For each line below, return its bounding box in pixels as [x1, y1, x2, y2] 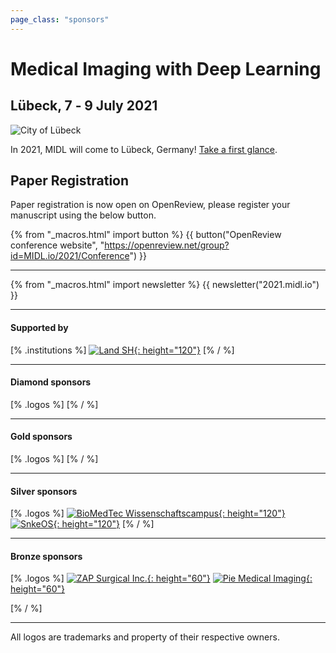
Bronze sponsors [10, 550, 83, 562]
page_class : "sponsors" [10, 14, 110, 25]
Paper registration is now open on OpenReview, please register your [10, 199, 291, 211]
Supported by [10, 322, 69, 334]
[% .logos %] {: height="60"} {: [10, 572, 313, 585]
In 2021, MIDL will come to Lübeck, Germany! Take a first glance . [10, 143, 278, 155]
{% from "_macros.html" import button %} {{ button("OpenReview [10, 229, 282, 241]
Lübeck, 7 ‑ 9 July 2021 [10, 97, 158, 115]
